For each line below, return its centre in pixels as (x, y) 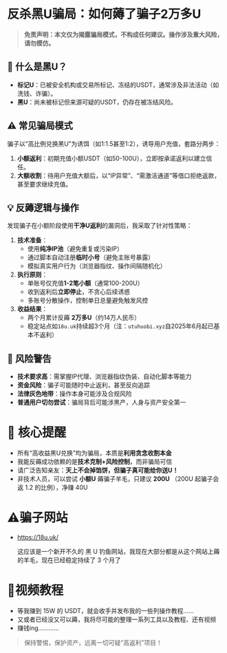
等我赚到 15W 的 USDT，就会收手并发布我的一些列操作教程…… (105, 611)
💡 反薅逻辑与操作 (43, 207)
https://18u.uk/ (37, 537)
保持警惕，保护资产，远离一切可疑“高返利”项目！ (93, 643)
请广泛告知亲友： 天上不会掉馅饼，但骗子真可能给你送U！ (98, 470)
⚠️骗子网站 (37, 518)
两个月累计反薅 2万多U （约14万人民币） (84, 318)
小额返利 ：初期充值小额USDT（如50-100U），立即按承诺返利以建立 (111, 158)
